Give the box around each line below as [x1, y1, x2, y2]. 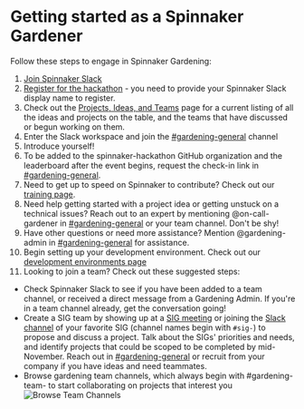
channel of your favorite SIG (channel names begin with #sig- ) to [23, 322, 266, 333]
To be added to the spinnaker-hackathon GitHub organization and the [23, 150, 283, 161]
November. [23, 351, 65, 362]
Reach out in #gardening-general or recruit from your [66, 351, 265, 362]
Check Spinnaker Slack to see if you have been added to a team [23, 283, 263, 294]
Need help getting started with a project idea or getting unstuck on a [23, 198, 280, 209]
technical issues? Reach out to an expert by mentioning [23, 208, 230, 219]
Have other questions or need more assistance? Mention [23, 227, 235, 238]
